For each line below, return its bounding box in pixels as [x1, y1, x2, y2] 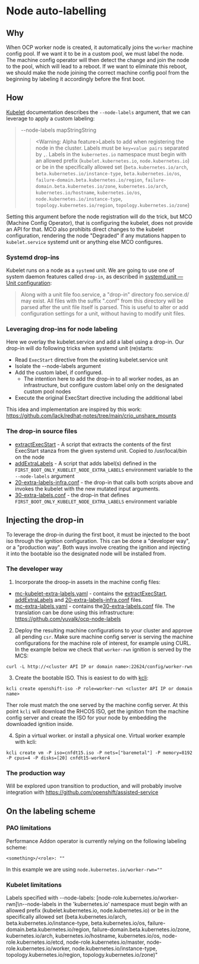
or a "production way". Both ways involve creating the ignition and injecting [6, 543, 190, 551]
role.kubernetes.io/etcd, [6, 938, 65, 946]
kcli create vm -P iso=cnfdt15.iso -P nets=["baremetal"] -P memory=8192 [6, 750, 193, 756]
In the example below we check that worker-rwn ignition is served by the [14, 645, 191, 653]
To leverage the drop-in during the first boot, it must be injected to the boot [6, 531, 190, 538]
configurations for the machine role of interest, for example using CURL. [14, 639, 191, 647]
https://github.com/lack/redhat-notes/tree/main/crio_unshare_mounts [6, 412, 176, 419]
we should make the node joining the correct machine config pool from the [6, 69, 189, 76]
